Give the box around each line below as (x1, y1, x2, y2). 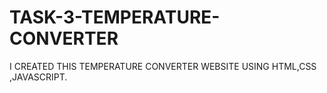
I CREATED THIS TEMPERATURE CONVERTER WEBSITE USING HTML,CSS (9, 60, 317, 72)
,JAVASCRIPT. (9, 71, 68, 83)
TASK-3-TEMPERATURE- (9, 6, 221, 29)
